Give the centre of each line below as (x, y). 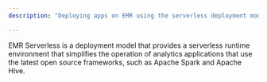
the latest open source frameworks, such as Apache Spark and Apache (125, 62)
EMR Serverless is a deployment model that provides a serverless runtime (129, 45)
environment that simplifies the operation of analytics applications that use (130, 53)
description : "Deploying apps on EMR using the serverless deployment (128, 16)
